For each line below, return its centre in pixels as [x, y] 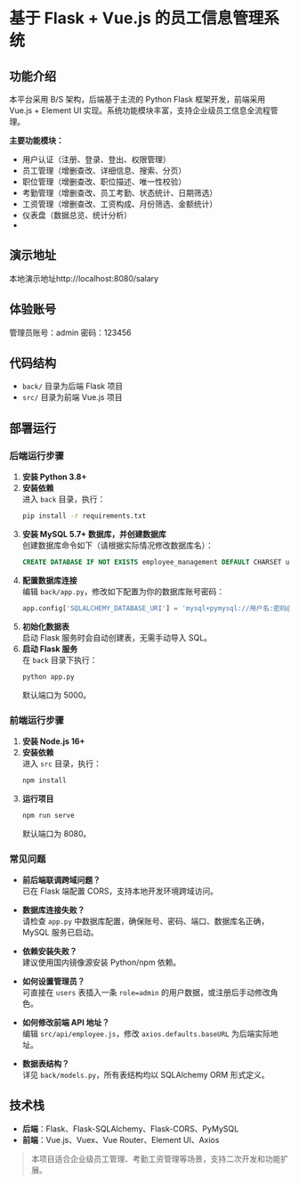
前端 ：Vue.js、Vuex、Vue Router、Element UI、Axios [121, 1139]
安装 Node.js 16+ [53, 741]
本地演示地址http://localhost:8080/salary [84, 278]
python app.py [48, 677]
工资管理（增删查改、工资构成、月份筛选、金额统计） [120, 204]
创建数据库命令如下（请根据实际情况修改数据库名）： [117, 545]
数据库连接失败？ [53, 910]
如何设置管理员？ [53, 981]
